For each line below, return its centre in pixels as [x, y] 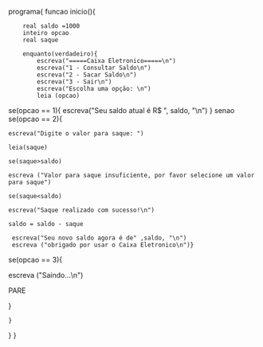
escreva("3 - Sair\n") [75, 82]
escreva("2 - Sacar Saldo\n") [87, 75]
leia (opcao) [59, 96]
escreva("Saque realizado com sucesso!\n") [82, 210]
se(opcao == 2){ [35, 119]
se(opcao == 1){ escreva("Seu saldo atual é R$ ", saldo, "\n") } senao [122, 110]
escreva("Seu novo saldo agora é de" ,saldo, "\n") [99, 238]
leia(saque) [28, 147]
